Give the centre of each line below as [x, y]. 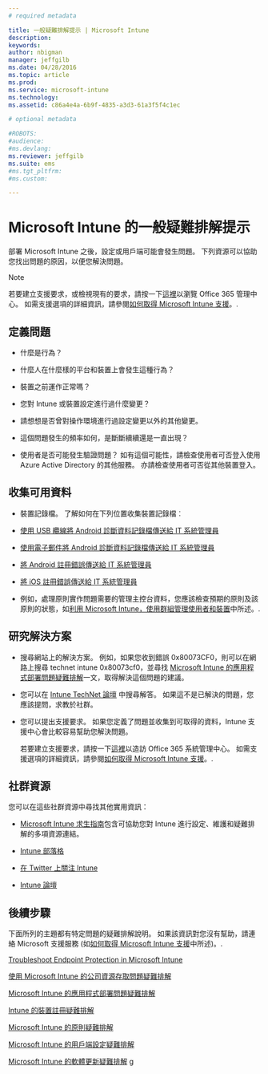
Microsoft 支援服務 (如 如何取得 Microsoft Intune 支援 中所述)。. [120, 944]
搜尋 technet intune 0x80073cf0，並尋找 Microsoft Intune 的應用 [141, 667]
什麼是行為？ [41, 353]
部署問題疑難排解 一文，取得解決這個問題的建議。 [108, 677]
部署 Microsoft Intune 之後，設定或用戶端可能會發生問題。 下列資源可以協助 [133, 251]
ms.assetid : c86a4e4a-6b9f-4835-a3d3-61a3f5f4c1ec [94, 105]
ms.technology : [34, 97]
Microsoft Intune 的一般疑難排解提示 [129, 227]
